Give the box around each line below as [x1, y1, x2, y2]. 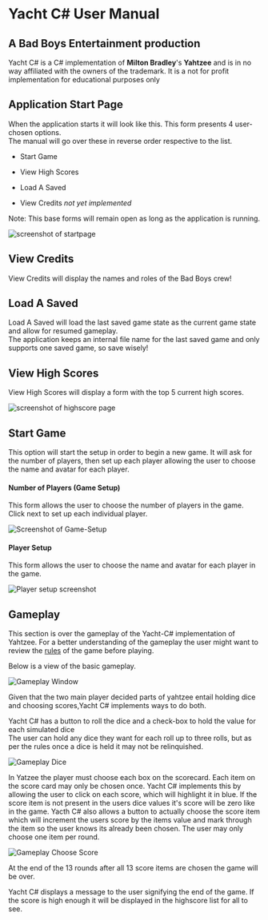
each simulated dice [8, 725, 75, 735]
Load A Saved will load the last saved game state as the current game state [8, 317, 257, 328]
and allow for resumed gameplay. [8, 326, 118, 336]
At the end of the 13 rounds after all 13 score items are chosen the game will [8, 863, 258, 873]
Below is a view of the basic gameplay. [8, 661, 136, 671]
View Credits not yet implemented [19, 197, 132, 208]
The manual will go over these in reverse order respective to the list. [8, 136, 233, 145]
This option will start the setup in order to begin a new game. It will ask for [8, 448, 253, 457]
